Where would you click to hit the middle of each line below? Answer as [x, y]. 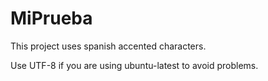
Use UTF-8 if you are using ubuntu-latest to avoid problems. [134, 65]
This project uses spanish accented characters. [108, 46]
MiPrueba [51, 18]
